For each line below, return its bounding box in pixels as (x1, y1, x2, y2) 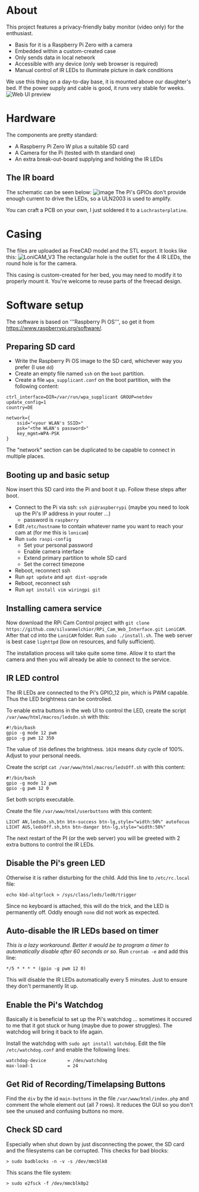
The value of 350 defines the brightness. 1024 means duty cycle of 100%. (6, 745, 185, 752)
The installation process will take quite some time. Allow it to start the (6, 650, 176, 656)
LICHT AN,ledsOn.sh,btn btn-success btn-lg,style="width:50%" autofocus (6, 818, 190, 825)
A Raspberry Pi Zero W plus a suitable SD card (14, 142, 129, 150)
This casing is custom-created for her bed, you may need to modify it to (6, 271, 182, 278)
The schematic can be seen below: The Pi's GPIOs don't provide (6, 188, 187, 195)
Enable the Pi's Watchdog (6, 1000, 103, 1010)
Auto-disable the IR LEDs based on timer (6, 926, 159, 936)
